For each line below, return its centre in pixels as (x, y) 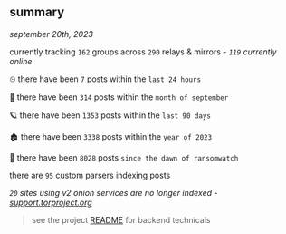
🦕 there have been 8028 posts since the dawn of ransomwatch (124, 157)
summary (37, 12)
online (21, 61)
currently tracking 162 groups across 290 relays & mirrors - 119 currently (143, 52)
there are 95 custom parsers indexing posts (90, 175)
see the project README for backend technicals (121, 219)
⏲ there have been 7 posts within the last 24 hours (105, 79)
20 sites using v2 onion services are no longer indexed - (114, 192)
